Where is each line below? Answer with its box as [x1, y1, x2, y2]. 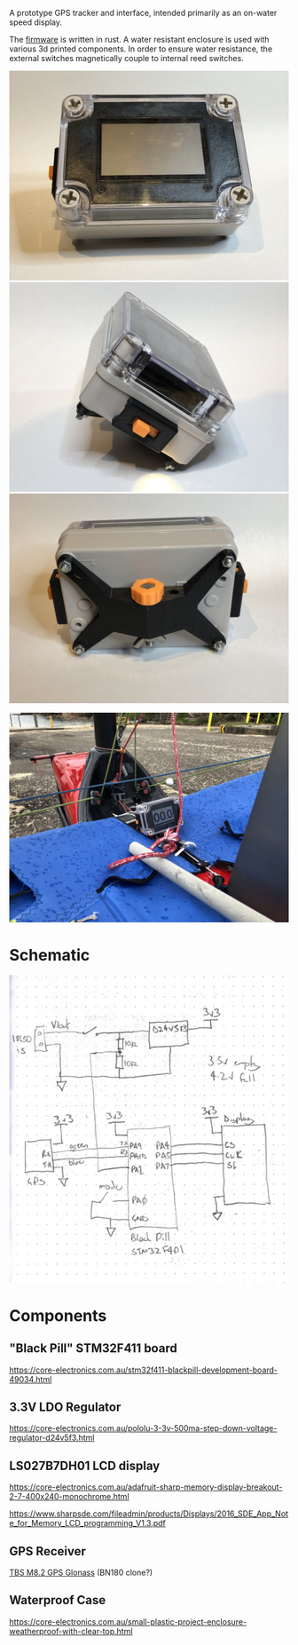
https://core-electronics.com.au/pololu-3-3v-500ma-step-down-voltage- [9, 1423, 278, 1434]
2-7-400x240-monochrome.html [9, 1491, 130, 1502]
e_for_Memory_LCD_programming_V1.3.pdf [9, 1518, 167, 1529]
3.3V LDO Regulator [9, 1399, 122, 1414]
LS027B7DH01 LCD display [9, 1458, 161, 1473]
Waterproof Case [9, 1593, 106, 1608]
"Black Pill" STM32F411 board [9, 1341, 177, 1356]
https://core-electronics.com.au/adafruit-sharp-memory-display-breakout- [9, 1482, 283, 1492]
